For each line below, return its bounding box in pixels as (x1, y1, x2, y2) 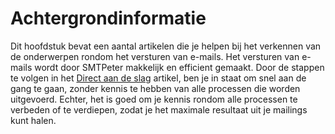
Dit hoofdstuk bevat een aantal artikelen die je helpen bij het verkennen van (10, 40, 322, 52)
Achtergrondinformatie (10, 7, 207, 30)
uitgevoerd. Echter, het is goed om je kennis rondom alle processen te (10, 93, 298, 105)
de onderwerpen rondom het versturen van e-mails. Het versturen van (10, 50, 300, 62)
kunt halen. (10, 114, 57, 126)
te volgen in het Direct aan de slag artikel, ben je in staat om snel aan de (10, 72, 307, 84)
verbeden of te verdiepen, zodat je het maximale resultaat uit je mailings (10, 103, 308, 116)
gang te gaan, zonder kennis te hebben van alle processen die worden (10, 82, 301, 94)
